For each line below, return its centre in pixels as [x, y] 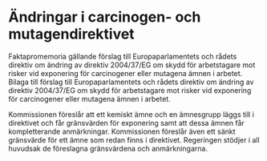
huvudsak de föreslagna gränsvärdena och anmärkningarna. [108, 148]
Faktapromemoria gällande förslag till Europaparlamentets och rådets [123, 56]
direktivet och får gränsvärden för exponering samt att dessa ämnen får [126, 123]
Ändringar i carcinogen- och [105, 17]
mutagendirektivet [71, 34]
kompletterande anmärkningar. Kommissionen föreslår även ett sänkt [122, 131]
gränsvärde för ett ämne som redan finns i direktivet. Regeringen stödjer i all [134, 139]
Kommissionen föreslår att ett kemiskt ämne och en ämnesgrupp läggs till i [131, 114]
